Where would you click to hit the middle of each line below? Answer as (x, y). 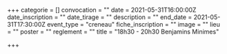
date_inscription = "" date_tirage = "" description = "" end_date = (100, 17)
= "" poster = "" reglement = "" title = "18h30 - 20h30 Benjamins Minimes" (113, 31)
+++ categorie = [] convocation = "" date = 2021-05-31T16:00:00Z (102, 10)
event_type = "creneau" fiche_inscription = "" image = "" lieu (134, 24)
